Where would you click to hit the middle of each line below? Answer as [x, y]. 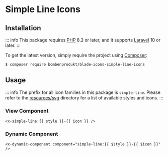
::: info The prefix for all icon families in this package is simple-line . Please [83, 92]
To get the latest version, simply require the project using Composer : [76, 55]
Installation [23, 28]
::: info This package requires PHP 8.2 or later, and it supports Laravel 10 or [83, 40]
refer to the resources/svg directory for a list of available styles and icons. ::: [84, 97]
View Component [27, 111]
